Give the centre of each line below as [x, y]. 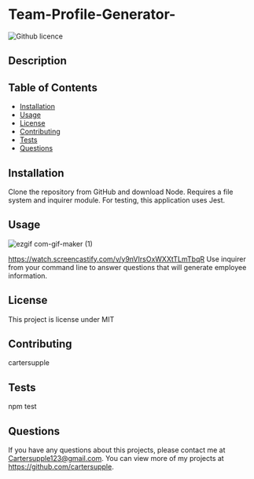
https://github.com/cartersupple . [61, 467]
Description [37, 61]
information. [28, 276]
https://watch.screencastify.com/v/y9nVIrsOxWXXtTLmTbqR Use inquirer [127, 259]
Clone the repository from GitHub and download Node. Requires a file [121, 192]
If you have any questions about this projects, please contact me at [117, 450]
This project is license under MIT [61, 319]
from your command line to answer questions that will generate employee [127, 267]
